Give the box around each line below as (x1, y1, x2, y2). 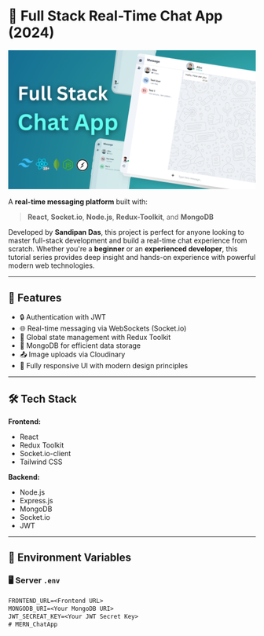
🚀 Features (8, 291, 62, 305)
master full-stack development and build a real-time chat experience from (8, 236, 247, 246)
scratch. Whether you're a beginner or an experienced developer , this (8, 244, 238, 254)
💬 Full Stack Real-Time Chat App (8, 7, 223, 25)
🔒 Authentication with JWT (19, 313, 106, 322)
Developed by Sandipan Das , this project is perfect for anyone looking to (8, 228, 245, 237)
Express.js (19, 496, 53, 506)
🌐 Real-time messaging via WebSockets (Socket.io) (19, 323, 187, 333)
